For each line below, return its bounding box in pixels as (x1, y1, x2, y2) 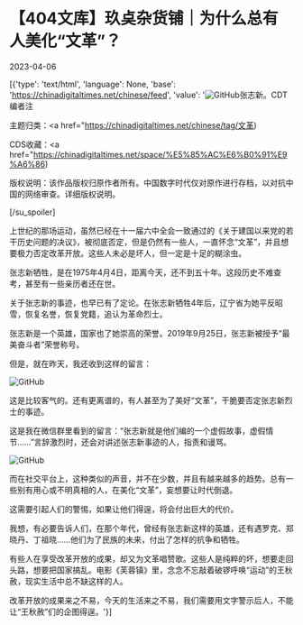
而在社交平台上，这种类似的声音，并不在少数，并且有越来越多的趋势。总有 (9, 473, 286, 483)
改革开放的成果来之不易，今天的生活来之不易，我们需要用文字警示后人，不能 (9, 594, 294, 605)
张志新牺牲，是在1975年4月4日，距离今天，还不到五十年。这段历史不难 (9, 267, 274, 278)
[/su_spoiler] (9, 207, 56, 217)
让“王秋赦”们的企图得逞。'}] (9, 606, 113, 617)
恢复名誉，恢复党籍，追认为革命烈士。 (24, 308, 168, 319)
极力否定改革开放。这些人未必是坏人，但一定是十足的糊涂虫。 (16, 247, 246, 258)
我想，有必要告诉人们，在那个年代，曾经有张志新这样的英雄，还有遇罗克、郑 (9, 522, 294, 533)
